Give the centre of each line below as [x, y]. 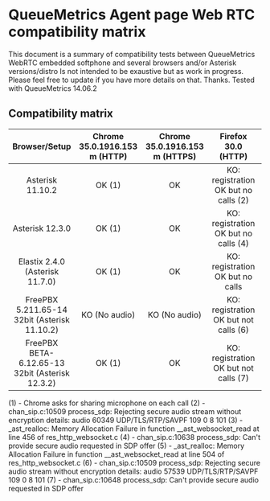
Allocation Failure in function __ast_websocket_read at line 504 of [117, 454]
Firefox [233, 136]
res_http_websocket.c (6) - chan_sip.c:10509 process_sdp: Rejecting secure [135, 462]
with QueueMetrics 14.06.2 [53, 88]
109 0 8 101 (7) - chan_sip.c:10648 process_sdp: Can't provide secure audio [134, 479]
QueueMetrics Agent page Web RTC [132, 15]
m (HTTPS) [175, 156]
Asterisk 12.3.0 [42, 228]
